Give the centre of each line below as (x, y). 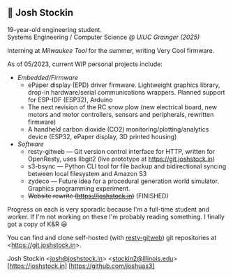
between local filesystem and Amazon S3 (87, 173)
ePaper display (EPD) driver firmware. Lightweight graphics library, (124, 85)
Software (30, 144)
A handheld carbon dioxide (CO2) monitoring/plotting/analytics (118, 129)
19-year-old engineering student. (55, 29)
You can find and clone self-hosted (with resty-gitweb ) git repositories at (112, 237)
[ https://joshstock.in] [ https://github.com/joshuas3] (81, 266)
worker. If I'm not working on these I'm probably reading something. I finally (116, 216)
